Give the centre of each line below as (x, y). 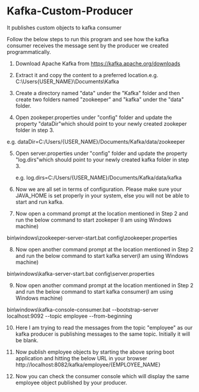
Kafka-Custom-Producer (70, 11)
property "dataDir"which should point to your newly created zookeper (101, 123)
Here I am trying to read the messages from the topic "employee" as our (104, 327)
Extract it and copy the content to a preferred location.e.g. (87, 75)
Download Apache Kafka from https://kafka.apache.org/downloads (98, 63)
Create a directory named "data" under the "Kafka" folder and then (98, 93)
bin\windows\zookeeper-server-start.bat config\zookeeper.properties (92, 238)
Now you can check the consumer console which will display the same (102, 376)
